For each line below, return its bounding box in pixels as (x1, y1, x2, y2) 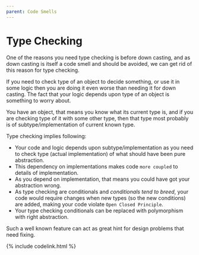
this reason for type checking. (6, 66, 80, 74)
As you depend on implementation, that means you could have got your (14, 176, 190, 183)
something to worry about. (6, 97, 71, 104)
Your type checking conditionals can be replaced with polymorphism (14, 207, 184, 214)
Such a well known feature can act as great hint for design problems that (6, 225, 184, 232)
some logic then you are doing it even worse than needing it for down (6, 84, 176, 91)
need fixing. (6, 231, 36, 238)
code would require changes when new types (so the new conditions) (14, 194, 186, 202)
